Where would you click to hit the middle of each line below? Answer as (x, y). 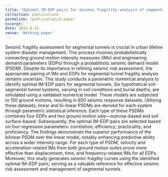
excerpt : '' (17, 24)
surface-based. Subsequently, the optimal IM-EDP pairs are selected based (83, 121)
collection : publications (32, 14)
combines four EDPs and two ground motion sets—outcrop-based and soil (82, 116)
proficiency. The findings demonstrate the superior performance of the (78, 132)
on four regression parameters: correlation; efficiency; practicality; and (78, 127)
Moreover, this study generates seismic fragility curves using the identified (82, 158)
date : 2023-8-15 (22, 28)
